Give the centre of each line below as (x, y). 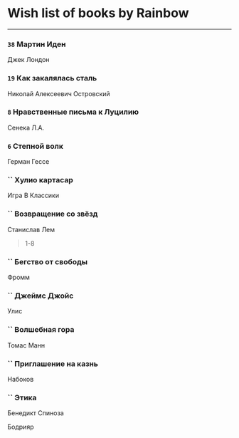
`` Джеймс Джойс (41, 296)
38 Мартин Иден (37, 44)
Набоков (21, 379)
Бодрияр (21, 427)
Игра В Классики (33, 195)
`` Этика (22, 397)
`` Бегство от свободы (47, 261)
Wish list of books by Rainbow (99, 13)
